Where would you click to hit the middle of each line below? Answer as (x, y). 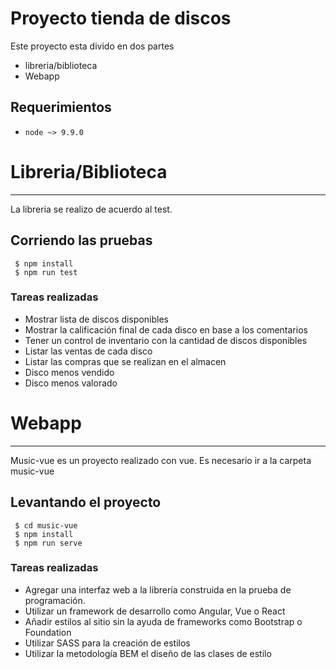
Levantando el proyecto (86, 502)
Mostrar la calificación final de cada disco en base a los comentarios (166, 329)
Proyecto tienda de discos (121, 18)
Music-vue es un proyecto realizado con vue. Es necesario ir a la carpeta (161, 460)
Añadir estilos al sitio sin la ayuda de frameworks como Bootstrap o (163, 621)
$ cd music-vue (46, 525)
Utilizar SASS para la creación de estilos (107, 643)
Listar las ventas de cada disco (88, 351)
